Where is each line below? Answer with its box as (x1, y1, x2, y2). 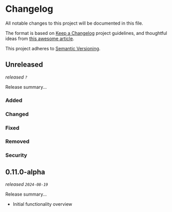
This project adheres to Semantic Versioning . (5, 45, 101, 51)
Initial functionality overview (12, 201, 73, 207)
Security (5, 152, 27, 159)
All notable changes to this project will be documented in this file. (5, 20, 144, 26)
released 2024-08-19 (5, 181, 48, 187)
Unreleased (5, 60, 44, 69)
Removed (5, 138, 30, 145)
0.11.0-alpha (5, 167, 45, 176)
